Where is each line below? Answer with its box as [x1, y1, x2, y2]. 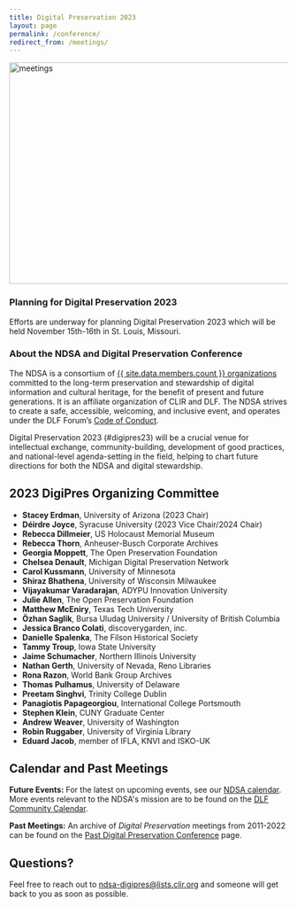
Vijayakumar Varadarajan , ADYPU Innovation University [21, 585, 228, 595]
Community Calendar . [9, 803, 88, 814]
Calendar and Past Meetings [9, 761, 169, 776]
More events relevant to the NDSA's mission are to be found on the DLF [9, 794, 270, 804]
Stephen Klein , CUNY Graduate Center [21, 707, 165, 718]
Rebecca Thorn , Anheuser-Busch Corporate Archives [21, 538, 219, 548]
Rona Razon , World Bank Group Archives [21, 670, 172, 680]
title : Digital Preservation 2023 [9, 12, 137, 22]
